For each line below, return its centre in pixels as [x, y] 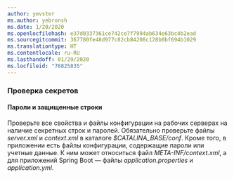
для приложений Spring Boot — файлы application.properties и [100, 160]
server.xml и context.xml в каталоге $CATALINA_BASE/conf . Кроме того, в [117, 138]
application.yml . [31, 167]
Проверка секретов [43, 91]
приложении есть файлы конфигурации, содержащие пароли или [106, 145]
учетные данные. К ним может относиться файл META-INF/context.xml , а [117, 152]
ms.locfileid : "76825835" [45, 66]
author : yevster [31, 14]
